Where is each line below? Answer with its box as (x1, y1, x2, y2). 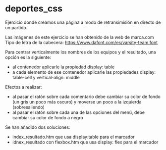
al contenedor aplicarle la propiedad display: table (12, 64, 115, 70)
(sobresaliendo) (12, 104, 45, 110)
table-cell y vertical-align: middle (12, 74, 80, 80)
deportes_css (5, 3, 63, 14)
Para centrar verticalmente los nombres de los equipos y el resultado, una (5, 49, 156, 55)
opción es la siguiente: (5, 54, 51, 60)
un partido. (5, 24, 28, 30)
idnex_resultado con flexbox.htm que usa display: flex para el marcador (12, 139, 159, 145)
